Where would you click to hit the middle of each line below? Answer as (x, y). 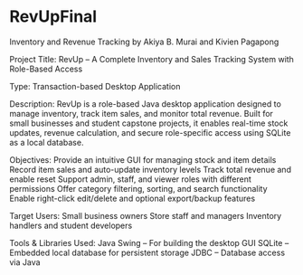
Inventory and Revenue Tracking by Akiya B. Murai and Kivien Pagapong (144, 42)
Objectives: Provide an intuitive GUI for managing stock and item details (143, 159)
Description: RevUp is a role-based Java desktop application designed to (146, 104)
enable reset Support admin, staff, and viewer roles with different (130, 179)
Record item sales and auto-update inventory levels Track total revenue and (151, 169)
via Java (25, 262)
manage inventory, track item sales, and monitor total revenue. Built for (142, 113)
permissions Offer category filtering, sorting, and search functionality (139, 188)
